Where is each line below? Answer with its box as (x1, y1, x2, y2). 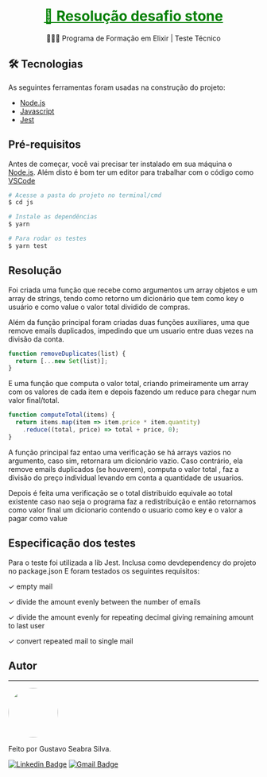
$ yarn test (8, 242, 48, 249)
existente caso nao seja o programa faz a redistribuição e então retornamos (8, 497, 257, 506)
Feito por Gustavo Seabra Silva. (8, 744, 111, 754)
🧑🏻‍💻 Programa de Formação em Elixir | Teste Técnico (46, 33, 221, 43)
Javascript (19, 106, 55, 116)
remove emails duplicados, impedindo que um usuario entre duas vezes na (8, 326, 253, 335)
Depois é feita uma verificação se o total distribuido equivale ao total (8, 488, 233, 497)
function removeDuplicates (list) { (8, 350, 126, 358)
